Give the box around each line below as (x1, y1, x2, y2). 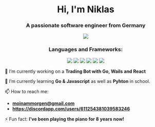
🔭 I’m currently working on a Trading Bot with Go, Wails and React (5, 68, 146, 74)
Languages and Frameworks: (48, 46, 123, 53)
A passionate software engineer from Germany (26, 22, 146, 29)
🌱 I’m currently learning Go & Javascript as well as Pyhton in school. (5, 78, 150, 84)
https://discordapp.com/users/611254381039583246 (12, 105, 130, 112)
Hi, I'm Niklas (57, 4, 114, 15)
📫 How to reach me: (5, 88, 49, 94)
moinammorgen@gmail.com (12, 100, 75, 106)
